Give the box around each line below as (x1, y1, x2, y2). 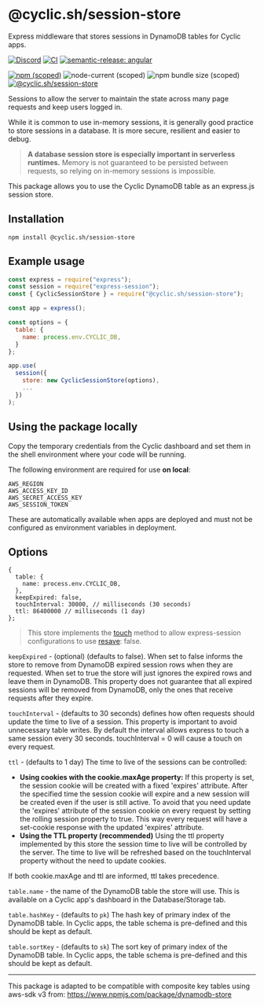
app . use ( (8, 362, 37, 370)
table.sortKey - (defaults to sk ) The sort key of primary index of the (8, 942, 228, 952)
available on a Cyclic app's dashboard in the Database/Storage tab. (8, 895, 226, 905)
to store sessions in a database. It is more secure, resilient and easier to (8, 126, 240, 135)
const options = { (8, 318, 68, 327)
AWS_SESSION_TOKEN (8, 501, 68, 509)
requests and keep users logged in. (8, 102, 123, 112)
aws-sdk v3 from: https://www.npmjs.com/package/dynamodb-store (8, 990, 232, 999)
